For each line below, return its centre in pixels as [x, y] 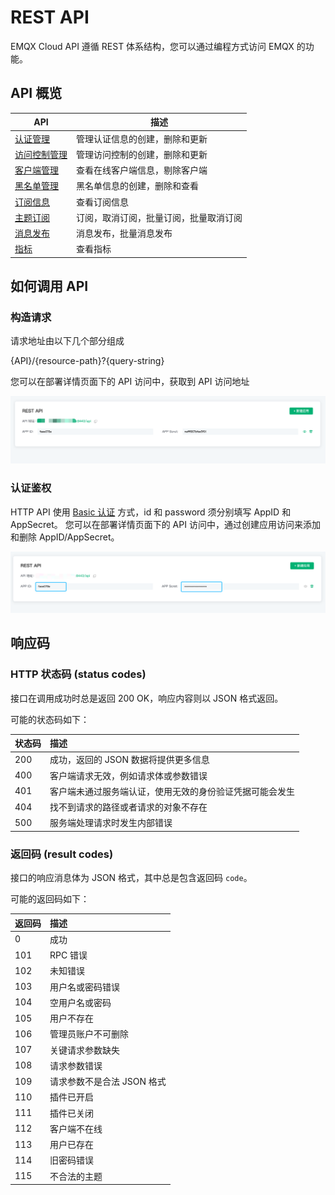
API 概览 [36, 93]
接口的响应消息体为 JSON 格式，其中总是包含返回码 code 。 [131, 878]
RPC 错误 [68, 955]
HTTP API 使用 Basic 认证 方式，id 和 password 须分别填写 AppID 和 [151, 512]
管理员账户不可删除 [89, 1034]
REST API [50, 17]
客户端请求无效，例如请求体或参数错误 [128, 775]
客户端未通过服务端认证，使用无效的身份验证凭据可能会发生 [172, 791]
